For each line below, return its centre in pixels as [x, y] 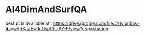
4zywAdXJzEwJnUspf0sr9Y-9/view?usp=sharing [57, 28]
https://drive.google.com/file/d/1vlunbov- [96, 23]
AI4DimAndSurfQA [46, 9]
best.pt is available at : [29, 23]
